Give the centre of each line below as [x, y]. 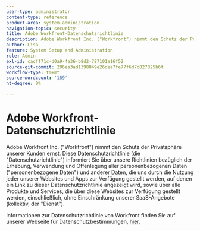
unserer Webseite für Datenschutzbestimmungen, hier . [74, 221]
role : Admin [21, 56]
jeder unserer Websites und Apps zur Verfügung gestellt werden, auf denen [99, 178]
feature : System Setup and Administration [60, 50]
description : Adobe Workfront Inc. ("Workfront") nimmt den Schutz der [97, 39]
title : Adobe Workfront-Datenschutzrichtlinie [65, 34]
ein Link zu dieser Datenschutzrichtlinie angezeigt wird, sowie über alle [93, 185]
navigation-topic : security [41, 28]
